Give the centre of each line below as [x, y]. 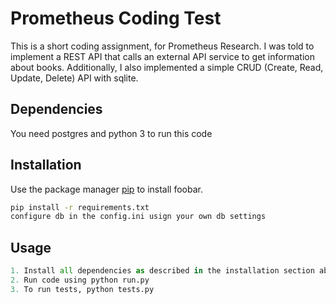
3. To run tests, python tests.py [82, 289]
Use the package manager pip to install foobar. [106, 189]
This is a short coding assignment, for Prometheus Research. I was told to [162, 46]
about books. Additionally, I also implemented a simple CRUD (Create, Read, [167, 67]
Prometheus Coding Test [116, 18]
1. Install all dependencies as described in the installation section [162, 271]
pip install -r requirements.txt [80, 207]
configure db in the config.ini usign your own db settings [138, 217]
